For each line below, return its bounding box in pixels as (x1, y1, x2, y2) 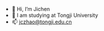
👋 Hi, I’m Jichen (11, 6, 50, 12)
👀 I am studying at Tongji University (11, 12, 99, 19)
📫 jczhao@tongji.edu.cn (11, 18, 72, 25)
